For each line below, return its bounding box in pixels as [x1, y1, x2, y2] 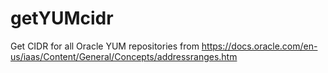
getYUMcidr [10, 7, 114, 30]
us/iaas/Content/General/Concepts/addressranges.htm [10, 50, 238, 62]
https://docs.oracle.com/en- [201, 40, 318, 52]
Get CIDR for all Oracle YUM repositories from [10, 40, 200, 52]
